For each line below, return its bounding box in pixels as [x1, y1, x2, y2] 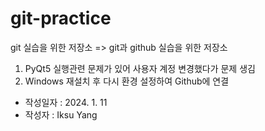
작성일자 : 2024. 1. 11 [24, 96, 108, 108]
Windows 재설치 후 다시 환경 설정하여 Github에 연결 [24, 75, 230, 87]
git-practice [10, 7, 112, 30]
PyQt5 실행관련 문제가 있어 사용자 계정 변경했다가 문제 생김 [24, 62, 256, 74]
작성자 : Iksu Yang [24, 108, 98, 121]
